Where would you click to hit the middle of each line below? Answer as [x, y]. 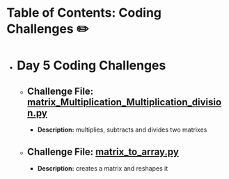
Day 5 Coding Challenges [91, 66]
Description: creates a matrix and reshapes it [103, 168]
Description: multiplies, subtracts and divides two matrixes [122, 130]
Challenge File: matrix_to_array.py [103, 151]
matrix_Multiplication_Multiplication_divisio [124, 102]
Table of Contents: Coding [84, 13]
